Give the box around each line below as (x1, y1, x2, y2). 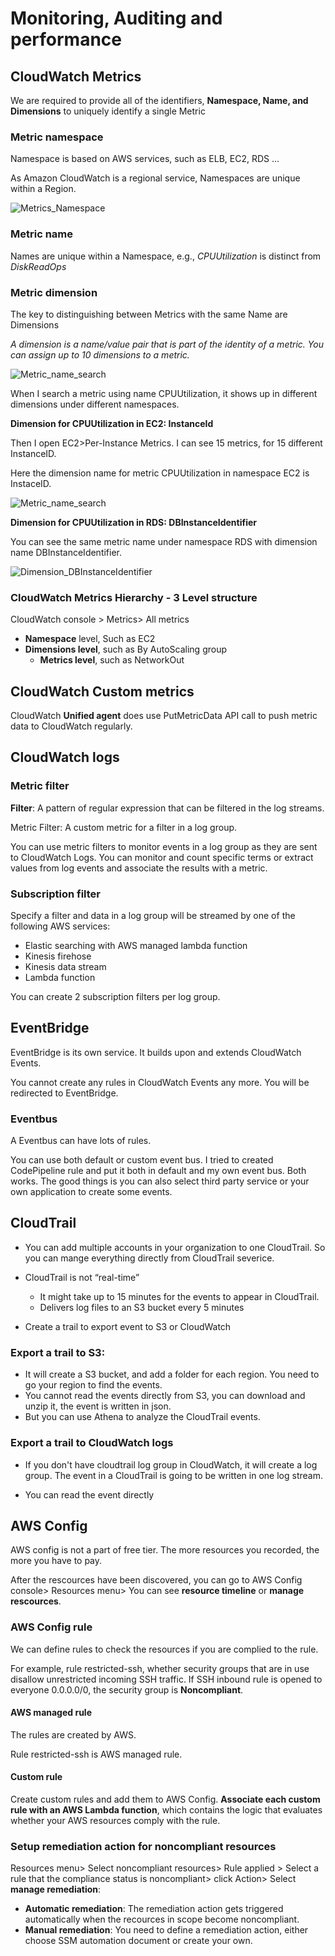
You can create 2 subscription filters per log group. (10, 990, 221, 1002)
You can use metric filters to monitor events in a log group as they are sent (10, 840, 318, 852)
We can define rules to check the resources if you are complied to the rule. (10, 1643, 319, 1655)
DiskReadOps (10, 260, 67, 272)
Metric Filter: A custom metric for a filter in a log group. (10, 821, 238, 833)
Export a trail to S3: (10, 1345, 106, 1359)
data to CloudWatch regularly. (10, 720, 133, 732)
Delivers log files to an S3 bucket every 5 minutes (39, 1301, 245, 1313)
